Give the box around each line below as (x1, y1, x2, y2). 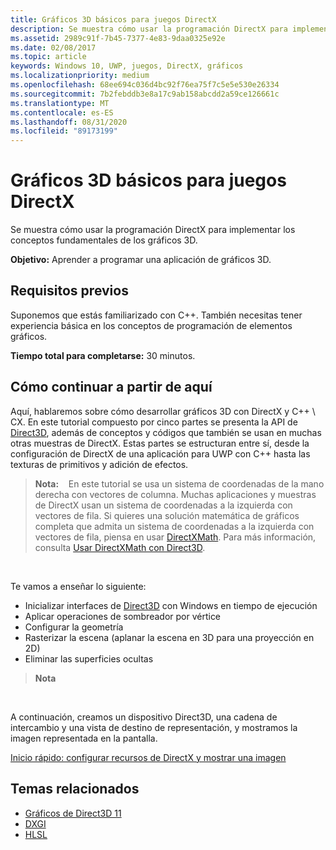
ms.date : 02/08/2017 (10, 42, 97, 53)
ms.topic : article (10, 52, 87, 62)
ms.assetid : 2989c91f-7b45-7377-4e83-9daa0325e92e (10, 33, 226, 43)
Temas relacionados (10, 781, 140, 798)
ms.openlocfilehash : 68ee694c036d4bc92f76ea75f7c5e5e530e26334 (10, 80, 280, 90)
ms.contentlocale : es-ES (10, 107, 114, 118)
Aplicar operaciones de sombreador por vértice (24, 610, 222, 622)
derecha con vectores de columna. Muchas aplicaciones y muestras (34, 488, 317, 500)
